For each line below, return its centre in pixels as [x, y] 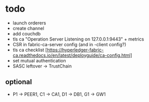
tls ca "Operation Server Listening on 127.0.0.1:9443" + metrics [78, 39]
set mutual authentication [39, 60]
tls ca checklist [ [30, 50]
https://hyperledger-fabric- [75, 50]
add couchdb [26, 33]
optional [19, 82]
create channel [28, 28]
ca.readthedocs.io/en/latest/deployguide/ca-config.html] [72, 55]
